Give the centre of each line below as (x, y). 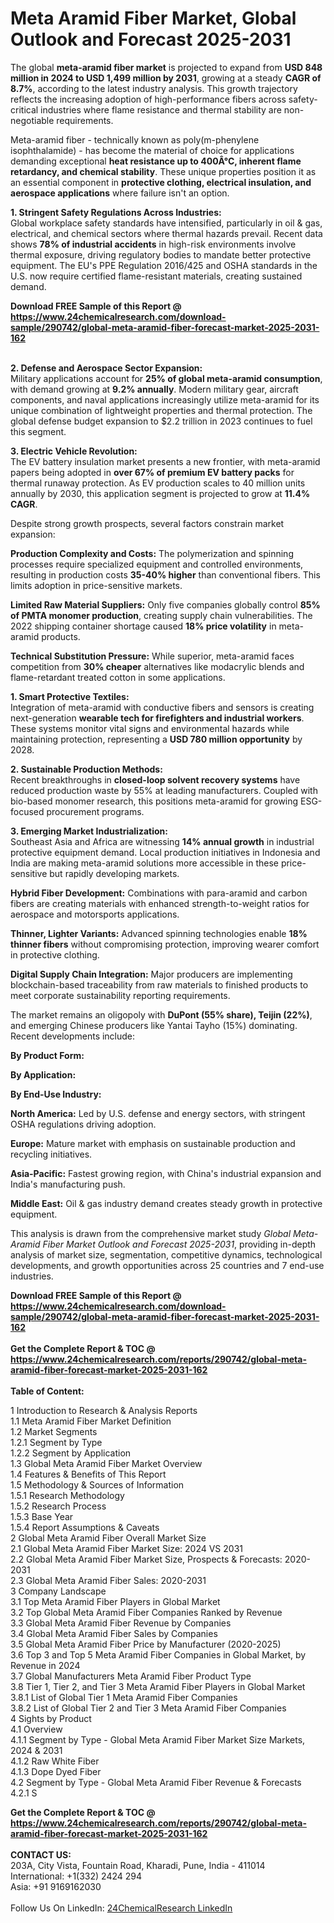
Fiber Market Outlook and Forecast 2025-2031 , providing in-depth (179, 1244)
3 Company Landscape (58, 1591)
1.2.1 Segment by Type (56, 1442)
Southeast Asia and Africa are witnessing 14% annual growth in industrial (162, 841)
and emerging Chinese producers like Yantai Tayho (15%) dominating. (154, 1025)
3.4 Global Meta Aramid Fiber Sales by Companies (114, 1633)
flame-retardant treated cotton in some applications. (118, 677)
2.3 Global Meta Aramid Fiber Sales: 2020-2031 (108, 1580)
